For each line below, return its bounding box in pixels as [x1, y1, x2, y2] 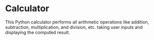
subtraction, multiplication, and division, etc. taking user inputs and [5, 24, 143, 30]
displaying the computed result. [5, 29, 70, 35]
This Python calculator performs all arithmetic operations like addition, [5, 19, 150, 25]
